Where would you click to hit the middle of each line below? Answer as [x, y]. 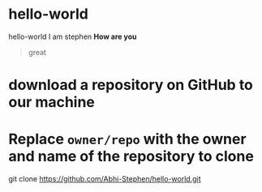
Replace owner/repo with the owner [127, 139]
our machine [52, 102]
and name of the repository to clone [131, 157]
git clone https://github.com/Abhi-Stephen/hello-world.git [105, 179]
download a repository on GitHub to [131, 85]
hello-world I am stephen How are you [73, 36]
